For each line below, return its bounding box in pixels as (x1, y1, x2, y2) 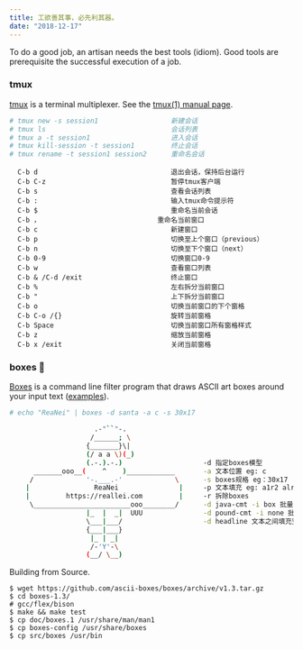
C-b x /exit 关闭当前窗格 (17, 340, 212, 350)
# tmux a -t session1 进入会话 (9, 133, 198, 142)
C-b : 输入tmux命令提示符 (17, 197, 234, 206)
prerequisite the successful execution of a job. (9, 56, 182, 67)
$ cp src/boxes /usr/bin (9, 632, 103, 641)
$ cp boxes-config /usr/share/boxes (9, 624, 147, 633)
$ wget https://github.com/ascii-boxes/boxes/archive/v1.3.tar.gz (9, 584, 264, 593)
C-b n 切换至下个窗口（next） (17, 244, 248, 253)
